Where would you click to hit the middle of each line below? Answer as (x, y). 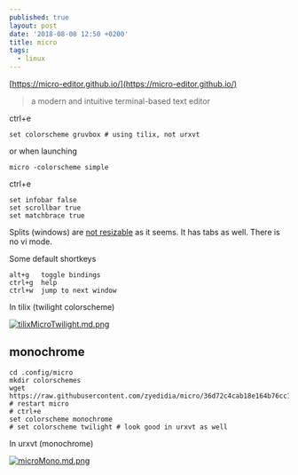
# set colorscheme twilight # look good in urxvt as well (118, 427)
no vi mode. (31, 241)
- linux (31, 59)
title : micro (33, 42)
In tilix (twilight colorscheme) (62, 307)
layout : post (33, 26)
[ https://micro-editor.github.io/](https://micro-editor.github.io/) (123, 84)
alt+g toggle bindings (55, 275)
